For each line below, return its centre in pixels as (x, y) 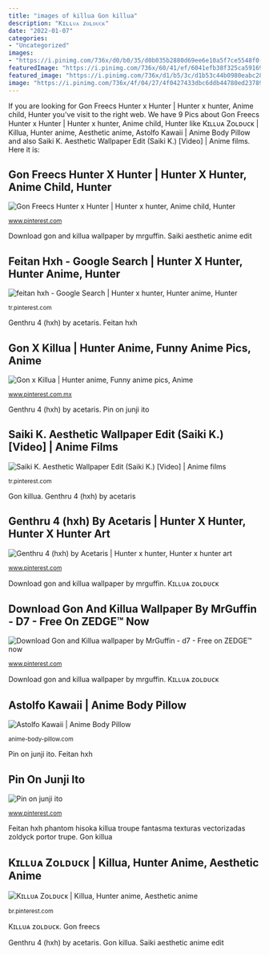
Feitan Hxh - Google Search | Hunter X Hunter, (125, 261)
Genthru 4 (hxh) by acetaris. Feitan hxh (73, 323)
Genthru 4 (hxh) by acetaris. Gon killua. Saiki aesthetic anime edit (116, 942)
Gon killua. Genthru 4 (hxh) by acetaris (72, 496)
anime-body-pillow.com (41, 739)
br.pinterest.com (31, 911)
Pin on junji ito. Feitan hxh (51, 754)
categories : (28, 38)
